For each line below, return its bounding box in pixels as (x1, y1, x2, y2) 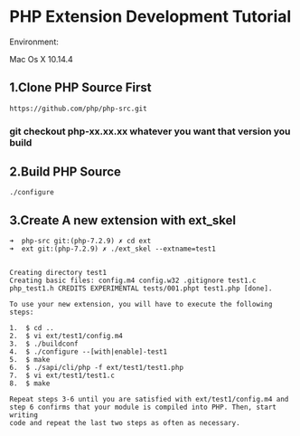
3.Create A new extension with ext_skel (9, 213, 237, 228)
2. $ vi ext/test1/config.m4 (9, 332, 124, 341)
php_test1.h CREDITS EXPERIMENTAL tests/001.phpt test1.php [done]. (9, 284, 273, 293)
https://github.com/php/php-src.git (9, 104, 147, 113)
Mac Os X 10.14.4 (9, 53, 74, 64)
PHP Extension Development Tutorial (9, 6, 292, 27)
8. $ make (9, 379, 51, 388)
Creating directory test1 (9, 269, 107, 278)
